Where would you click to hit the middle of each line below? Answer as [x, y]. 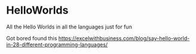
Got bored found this [32, 38]
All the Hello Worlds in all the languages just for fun [69, 27]
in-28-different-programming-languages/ [57, 45]
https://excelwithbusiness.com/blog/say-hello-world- [124, 38]
